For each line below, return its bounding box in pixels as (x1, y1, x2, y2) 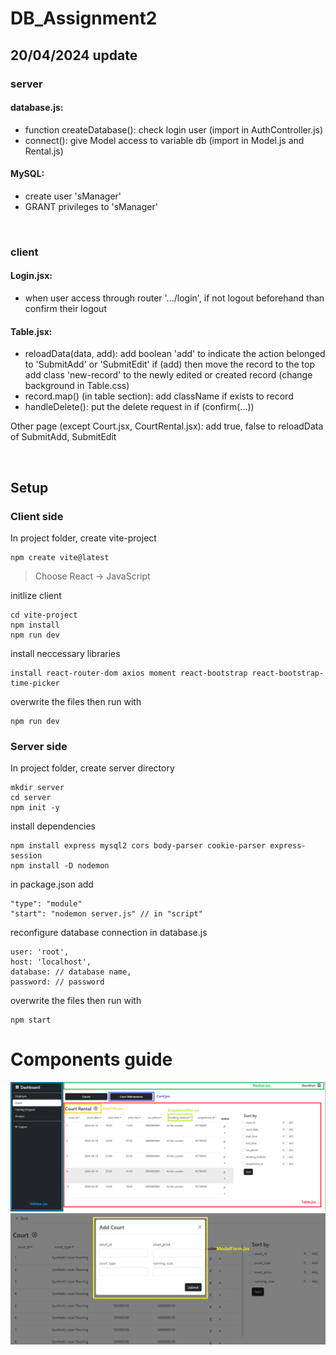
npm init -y (10, 803, 60, 813)
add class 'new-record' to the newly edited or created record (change (24, 369, 313, 381)
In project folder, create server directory (10, 762, 175, 774)
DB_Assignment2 (10, 7, 158, 30)
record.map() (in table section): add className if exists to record (24, 390, 294, 402)
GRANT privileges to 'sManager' (24, 200, 158, 212)
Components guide (10, 1048, 173, 1071)
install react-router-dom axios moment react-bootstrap (10, 668, 248, 678)
